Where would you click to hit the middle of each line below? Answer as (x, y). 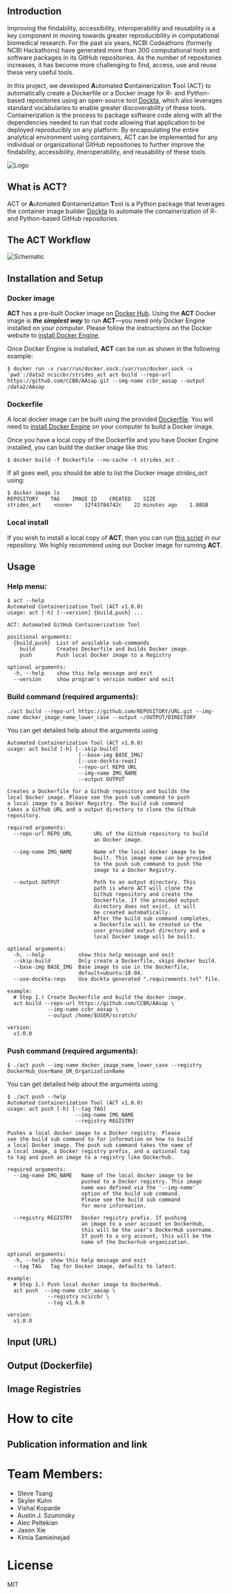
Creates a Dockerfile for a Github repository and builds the (98, 791)
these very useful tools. (41, 72)
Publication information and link (77, 1444)
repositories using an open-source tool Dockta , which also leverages (124, 100)
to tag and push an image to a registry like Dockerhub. (91, 1157)
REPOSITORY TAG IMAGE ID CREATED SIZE (81, 499)
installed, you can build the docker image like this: (78, 447)
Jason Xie (31, 1530)
